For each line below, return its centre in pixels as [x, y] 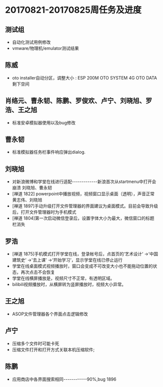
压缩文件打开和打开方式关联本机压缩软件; [53, 349]
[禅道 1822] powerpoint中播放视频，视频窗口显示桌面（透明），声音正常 [83, 194]
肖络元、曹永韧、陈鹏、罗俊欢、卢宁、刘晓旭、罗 [79, 101]
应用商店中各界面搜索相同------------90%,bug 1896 [64, 379]
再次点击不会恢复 [38, 272]
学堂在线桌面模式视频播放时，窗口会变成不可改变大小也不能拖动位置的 [82, 266]
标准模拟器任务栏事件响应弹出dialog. [49, 152]
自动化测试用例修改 [31, 42]
